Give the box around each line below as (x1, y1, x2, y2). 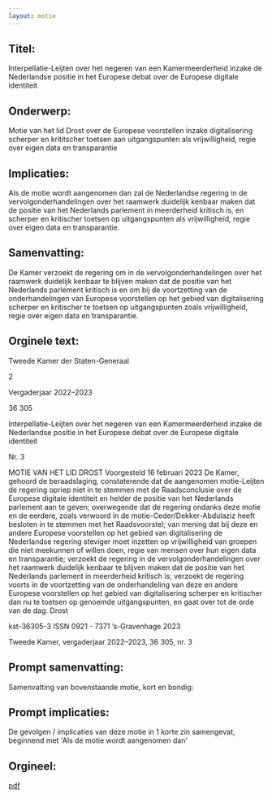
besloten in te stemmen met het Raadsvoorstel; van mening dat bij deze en (8, 519, 258, 528)
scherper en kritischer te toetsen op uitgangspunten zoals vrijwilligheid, (8, 302, 248, 312)
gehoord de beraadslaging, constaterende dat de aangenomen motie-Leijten (8, 476, 265, 485)
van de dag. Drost (8, 606, 69, 615)
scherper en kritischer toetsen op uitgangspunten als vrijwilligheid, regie (8, 214, 250, 224)
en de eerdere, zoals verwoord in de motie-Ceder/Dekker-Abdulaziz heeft (8, 511, 256, 520)
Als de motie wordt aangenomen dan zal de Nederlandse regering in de (8, 188, 248, 198)
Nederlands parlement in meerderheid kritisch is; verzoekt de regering (8, 571, 244, 580)
